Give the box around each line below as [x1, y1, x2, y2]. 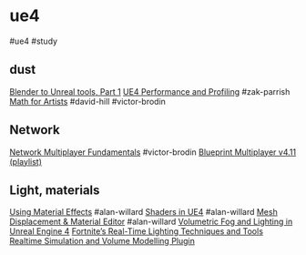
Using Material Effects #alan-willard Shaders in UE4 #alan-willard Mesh [9, 207, 278, 218]
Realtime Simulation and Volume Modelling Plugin [9, 236, 196, 247]
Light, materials [9, 182, 100, 198]
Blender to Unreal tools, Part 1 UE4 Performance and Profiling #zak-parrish [9, 86, 291, 97]
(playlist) [9, 156, 43, 167]
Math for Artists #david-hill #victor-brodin [9, 96, 167, 107]
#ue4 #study [9, 36, 57, 46]
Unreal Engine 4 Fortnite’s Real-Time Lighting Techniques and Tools [9, 226, 264, 237]
